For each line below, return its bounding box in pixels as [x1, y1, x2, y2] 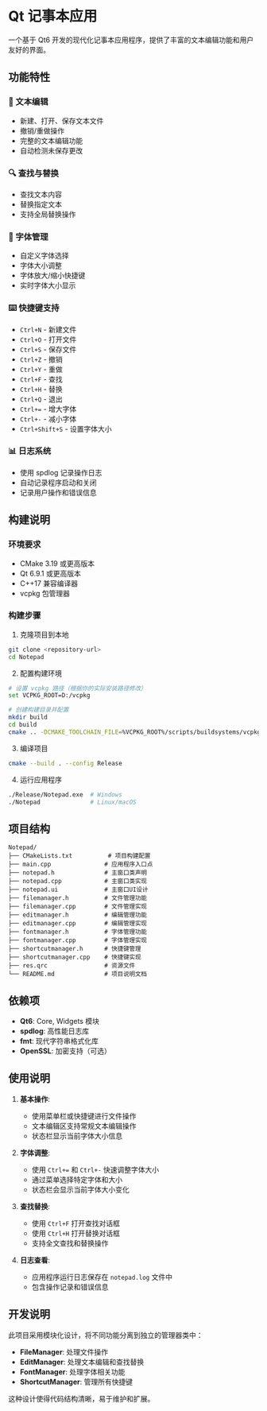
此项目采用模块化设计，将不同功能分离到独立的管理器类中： [8, 1330, 203, 1339]
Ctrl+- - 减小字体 [19, 414, 77, 424]
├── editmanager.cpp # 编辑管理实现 [8, 920, 147, 928]
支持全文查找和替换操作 [31, 1238, 109, 1248]
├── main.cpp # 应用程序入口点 [8, 860, 153, 869]
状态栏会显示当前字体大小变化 [31, 1184, 130, 1194]
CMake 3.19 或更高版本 [19, 558, 95, 568]
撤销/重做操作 [19, 126, 65, 135]
